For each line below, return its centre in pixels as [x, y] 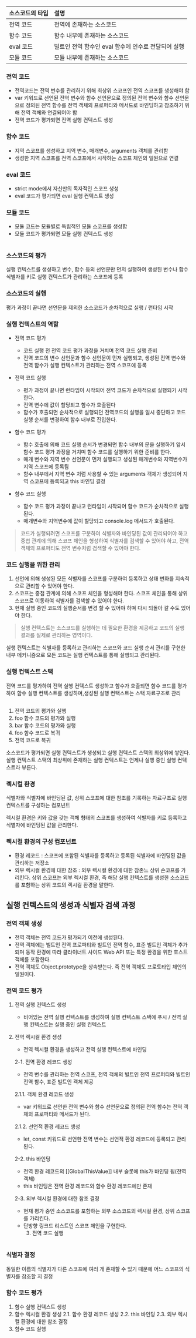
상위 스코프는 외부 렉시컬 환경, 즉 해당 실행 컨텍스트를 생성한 [100, 878]
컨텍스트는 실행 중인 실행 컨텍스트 [68, 1025]
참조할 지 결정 [37, 1276]
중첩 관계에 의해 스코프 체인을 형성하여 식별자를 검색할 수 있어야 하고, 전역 [104, 541]
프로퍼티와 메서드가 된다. [62, 1114]
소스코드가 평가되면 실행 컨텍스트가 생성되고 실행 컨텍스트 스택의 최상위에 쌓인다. [98, 752]
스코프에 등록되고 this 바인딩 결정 [68, 481]
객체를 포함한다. [32, 959]
